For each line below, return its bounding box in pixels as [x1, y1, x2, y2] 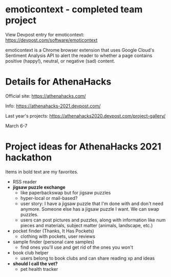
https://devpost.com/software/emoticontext [5, 37, 98, 43]
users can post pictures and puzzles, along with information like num [20, 217, 166, 223]
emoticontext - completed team [5, 4, 143, 15]
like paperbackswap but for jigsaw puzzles [20, 189, 111, 196]
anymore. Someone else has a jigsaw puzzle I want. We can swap [20, 206, 160, 212]
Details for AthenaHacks [5, 76, 112, 88]
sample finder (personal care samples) [12, 238, 95, 245]
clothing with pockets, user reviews [20, 233, 96, 239]
